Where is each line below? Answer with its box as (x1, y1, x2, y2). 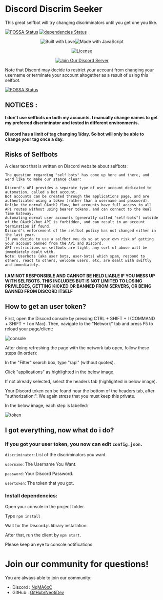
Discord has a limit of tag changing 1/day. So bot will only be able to (5, 131, 144, 137)
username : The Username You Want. (5, 461, 77, 467)
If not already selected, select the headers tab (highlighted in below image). (5, 378, 157, 384)
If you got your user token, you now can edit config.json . (5, 441, 143, 448)
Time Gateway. (5, 211, 34, 216)
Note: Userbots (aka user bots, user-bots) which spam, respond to (5, 254, 145, 259)
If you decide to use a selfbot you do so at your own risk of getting (5, 237, 154, 242)
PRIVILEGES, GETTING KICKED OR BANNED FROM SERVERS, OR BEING (5, 283, 152, 289)
